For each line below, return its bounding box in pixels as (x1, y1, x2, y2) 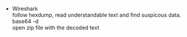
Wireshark (12, 5, 38, 12)
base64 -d (12, 18, 39, 24)
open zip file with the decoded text (12, 24, 100, 31)
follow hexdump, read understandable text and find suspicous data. (12, 11, 182, 18)
